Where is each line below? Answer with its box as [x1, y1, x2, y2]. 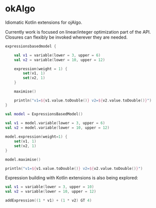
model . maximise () [5, 157, 41, 162]
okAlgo [5, 3, 36, 14]
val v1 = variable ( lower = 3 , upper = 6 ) [14, 52, 101, 57]
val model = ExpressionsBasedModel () [5, 111, 83, 116]
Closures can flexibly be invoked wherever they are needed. [5, 34, 128, 40]
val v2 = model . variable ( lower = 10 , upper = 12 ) [5, 125, 110, 130]
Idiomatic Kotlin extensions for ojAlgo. [5, 19, 83, 25]
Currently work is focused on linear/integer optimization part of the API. [5, 29, 151, 35]
